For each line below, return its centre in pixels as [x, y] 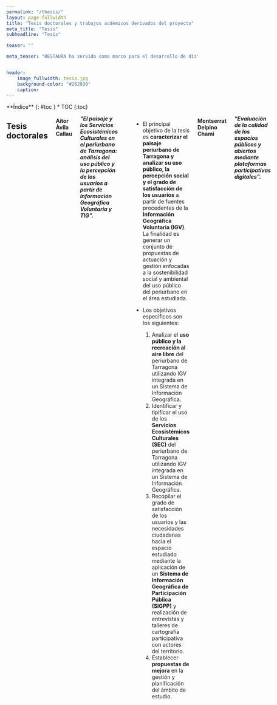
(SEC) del [164, 445]
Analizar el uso [170, 335]
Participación [169, 593]
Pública [161, 600]
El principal [157, 124]
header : [16, 73]
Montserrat [212, 121]
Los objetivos [159, 310]
